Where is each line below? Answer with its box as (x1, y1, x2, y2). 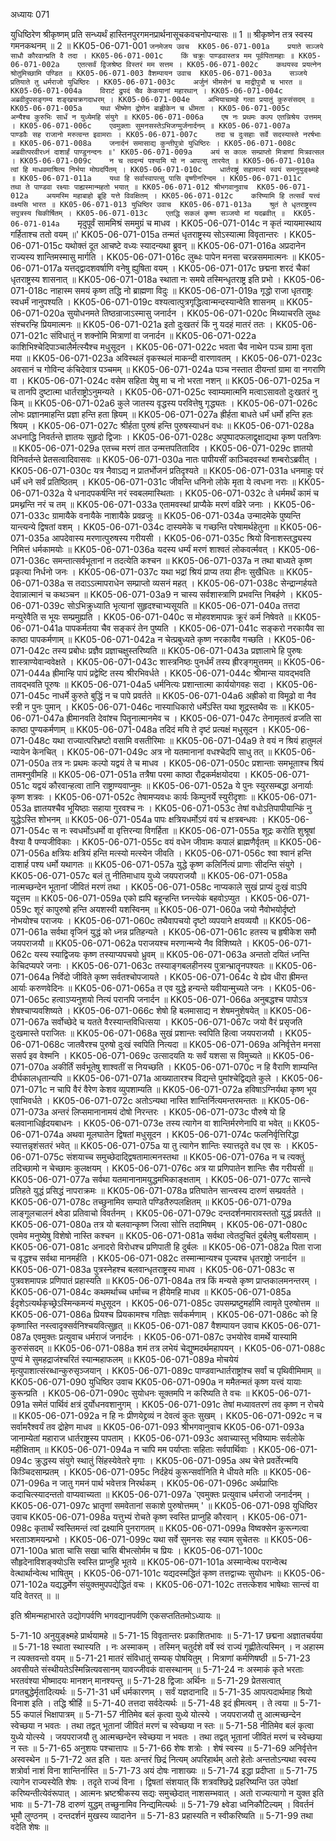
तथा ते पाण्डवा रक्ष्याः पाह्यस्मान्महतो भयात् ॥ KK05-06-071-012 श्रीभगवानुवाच (10, 182, 248, 192)
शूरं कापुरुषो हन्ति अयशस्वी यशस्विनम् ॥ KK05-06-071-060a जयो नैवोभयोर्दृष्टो (33, 904, 297, 915)
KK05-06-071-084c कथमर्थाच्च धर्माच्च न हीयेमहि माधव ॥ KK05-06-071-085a (10, 1286, 292, 1298)
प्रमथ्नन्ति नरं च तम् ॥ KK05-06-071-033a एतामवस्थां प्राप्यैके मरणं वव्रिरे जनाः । (10, 499, 272, 510)
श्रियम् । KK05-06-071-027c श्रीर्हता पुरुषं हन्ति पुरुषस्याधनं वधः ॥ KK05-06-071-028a (10, 420, 315, 431)
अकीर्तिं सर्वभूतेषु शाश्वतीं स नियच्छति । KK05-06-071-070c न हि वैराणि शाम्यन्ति (51, 1061, 318, 1073)
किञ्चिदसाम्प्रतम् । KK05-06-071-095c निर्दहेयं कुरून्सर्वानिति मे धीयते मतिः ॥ (10, 1466, 268, 1478)
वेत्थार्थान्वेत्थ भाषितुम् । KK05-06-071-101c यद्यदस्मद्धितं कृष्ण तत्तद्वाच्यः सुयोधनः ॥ (10, 1567, 282, 1579)
